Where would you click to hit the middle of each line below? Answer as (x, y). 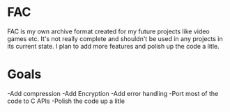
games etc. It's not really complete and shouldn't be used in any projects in (115, 38)
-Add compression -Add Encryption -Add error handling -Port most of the (113, 93)
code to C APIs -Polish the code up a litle (66, 101)
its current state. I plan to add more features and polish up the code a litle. (113, 46)
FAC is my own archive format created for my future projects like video (109, 31)
